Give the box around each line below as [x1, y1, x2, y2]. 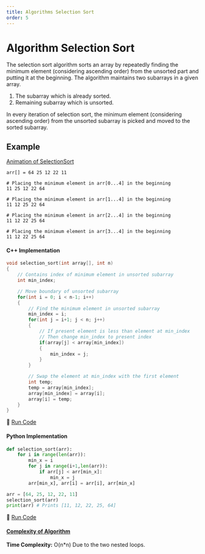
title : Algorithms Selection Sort [6, 9, 95, 15]
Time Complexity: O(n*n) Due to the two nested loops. [6, 541, 146, 548]
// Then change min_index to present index [39, 334, 152, 340]
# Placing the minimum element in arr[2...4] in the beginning [6, 212, 171, 219]
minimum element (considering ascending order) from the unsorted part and [6, 68, 199, 75]
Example [6, 141, 40, 152]
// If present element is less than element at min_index [39, 328, 190, 334]
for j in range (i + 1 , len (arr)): [28, 463, 108, 470]
